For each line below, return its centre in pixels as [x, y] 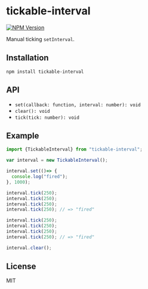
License [21, 267]
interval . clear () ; [29, 248]
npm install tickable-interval [45, 72]
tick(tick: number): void [47, 118]
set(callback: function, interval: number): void [78, 105]
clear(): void [32, 111]
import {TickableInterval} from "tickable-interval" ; [75, 150]
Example [23, 136]
